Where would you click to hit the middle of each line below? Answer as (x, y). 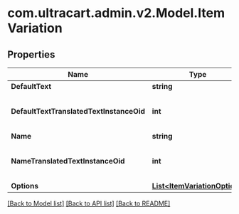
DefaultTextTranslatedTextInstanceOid (78, 111)
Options (25, 186)
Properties (31, 54)
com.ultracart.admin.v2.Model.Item (116, 13)
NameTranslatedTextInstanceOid (68, 161)
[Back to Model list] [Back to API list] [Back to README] (89, 203)
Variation (35, 28)
